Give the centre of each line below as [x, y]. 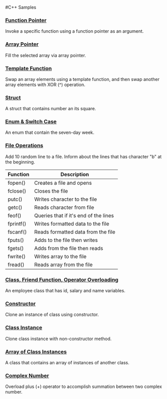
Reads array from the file [64, 265]
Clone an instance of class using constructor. [52, 314]
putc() [15, 199]
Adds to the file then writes [66, 240]
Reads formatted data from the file [75, 232]
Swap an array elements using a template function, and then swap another [82, 79]
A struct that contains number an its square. [51, 109]
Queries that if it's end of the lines [74, 215]
